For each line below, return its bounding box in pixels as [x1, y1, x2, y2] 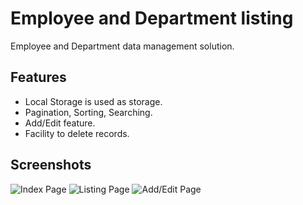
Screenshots [10, 157, 92, 174]
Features [10, 69, 67, 86]
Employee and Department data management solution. [10, 40, 235, 52]
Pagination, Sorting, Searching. [24, 106, 153, 118]
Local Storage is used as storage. [24, 95, 163, 107]
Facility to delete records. [24, 127, 130, 139]
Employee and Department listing [10, 7, 294, 30]
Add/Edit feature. [24, 117, 96, 129]
